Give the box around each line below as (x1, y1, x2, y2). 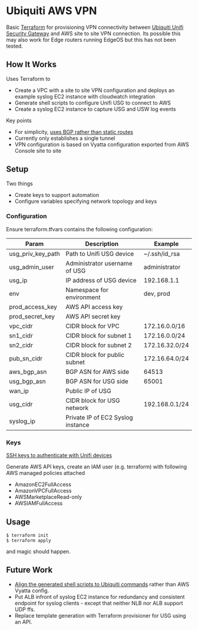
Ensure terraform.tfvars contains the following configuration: (6, 225, 153, 232)
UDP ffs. (14, 606, 35, 613)
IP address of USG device (65, 276, 137, 284)
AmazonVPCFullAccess (14, 487, 72, 494)
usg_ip (9, 276, 28, 284)
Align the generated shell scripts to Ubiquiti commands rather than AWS (14, 580, 190, 588)
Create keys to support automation (14, 191, 99, 198)
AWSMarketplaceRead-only (14, 494, 82, 501)
